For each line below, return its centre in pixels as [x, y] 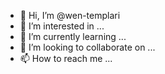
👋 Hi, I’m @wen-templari [70, 15]
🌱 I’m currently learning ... [73, 36]
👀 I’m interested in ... [62, 26]
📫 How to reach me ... [66, 58]
